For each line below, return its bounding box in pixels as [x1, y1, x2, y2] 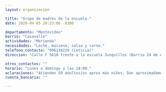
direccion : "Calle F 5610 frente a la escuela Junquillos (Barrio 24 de [5, 52, 158, 57]
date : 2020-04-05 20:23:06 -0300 [5, 21, 74, 26]
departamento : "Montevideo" [5, 30, 63, 34]
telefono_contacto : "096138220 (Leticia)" [5, 48, 94, 53]
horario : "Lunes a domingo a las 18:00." [5, 66, 92, 71]
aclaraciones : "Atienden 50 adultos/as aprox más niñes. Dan [5, 70, 134, 75]
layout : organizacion [5, 7, 50, 12]
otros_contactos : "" [5, 61, 48, 66]
